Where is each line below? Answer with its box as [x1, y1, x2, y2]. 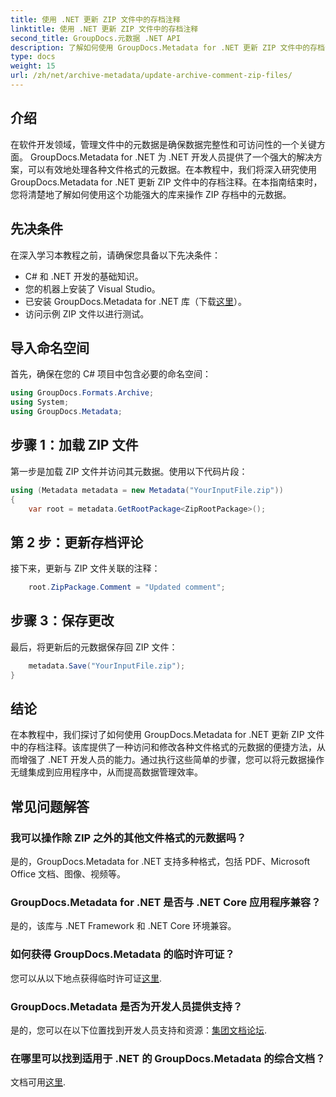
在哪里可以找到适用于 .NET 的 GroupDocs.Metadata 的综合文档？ [10, 1051, 326, 1065]
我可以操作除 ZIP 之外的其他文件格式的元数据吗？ [10, 831, 247, 845]
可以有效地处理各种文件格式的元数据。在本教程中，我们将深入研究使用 [27, 163, 317, 175]
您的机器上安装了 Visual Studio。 [24, 282, 161, 295]
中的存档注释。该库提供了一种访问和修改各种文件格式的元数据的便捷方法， [10, 741, 317, 753]
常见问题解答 [10, 798, 90, 815]
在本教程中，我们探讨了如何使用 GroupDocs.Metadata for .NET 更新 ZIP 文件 [10, 729, 325, 741]
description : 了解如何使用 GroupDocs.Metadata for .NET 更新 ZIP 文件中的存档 [10, 42, 325, 53]
